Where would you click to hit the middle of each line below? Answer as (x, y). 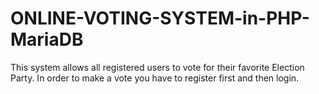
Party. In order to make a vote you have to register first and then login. (155, 78)
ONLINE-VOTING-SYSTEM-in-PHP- (160, 18)
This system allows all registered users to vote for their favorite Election (157, 67)
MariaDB (47, 39)
